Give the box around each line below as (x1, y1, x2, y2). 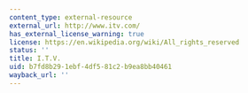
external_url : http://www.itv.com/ (9, 21, 141, 30)
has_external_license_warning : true (9, 29, 144, 38)
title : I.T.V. (9, 54, 62, 63)
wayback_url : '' (9, 71, 69, 80)
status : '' (9, 46, 50, 55)
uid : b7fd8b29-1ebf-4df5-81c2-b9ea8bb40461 (9, 63, 173, 72)
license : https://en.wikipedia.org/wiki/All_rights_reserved (9, 37, 240, 47)
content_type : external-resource (9, 12, 133, 22)
